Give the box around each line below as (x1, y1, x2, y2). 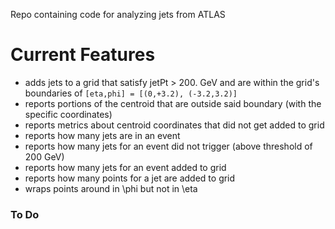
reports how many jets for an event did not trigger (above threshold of (24, 140, 313, 152)
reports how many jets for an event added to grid (24, 161, 227, 173)
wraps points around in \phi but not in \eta (24, 182, 198, 194)
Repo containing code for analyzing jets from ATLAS (10, 9, 226, 20)
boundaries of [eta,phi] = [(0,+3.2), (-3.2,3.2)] (24, 87, 238, 99)
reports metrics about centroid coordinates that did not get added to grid (24, 119, 325, 131)
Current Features (10, 44, 156, 66)
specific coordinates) (24, 108, 113, 120)
